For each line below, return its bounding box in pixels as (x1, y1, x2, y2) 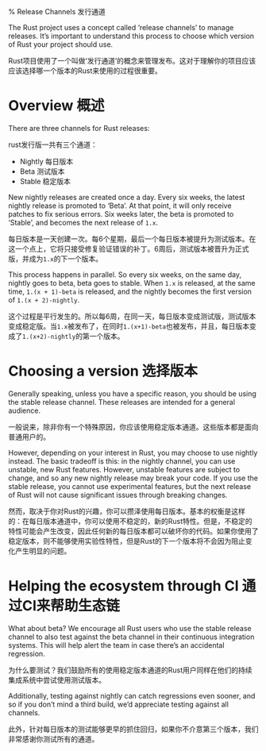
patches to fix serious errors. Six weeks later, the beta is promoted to (8, 209, 234, 218)
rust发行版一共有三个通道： (8, 140, 98, 149)
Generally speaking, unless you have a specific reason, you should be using (8, 388, 256, 399)
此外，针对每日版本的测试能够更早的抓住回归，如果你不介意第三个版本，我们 (8, 724, 259, 734)
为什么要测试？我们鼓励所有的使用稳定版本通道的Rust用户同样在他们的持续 (8, 665, 253, 675)
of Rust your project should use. (8, 40, 114, 49)
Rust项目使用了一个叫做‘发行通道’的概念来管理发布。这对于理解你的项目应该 (8, 56, 256, 65)
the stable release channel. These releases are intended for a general (8, 397, 236, 406)
